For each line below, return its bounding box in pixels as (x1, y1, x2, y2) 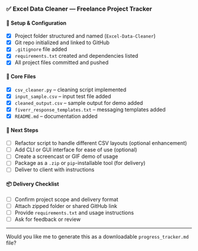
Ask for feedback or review (14, 216, 81, 223)
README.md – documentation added (14, 113, 98, 120)
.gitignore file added (14, 46, 68, 53)
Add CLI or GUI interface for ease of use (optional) (14, 146, 137, 153)
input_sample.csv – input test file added (14, 93, 111, 100)
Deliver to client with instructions (14, 166, 95, 173)
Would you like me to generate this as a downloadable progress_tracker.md (6, 233, 189, 240)
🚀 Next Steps (6, 126, 39, 134)
